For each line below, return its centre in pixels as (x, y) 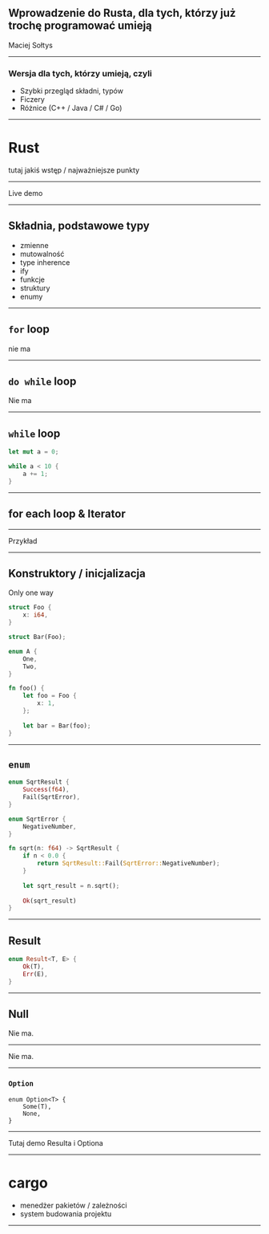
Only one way (31, 593)
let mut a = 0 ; (34, 452)
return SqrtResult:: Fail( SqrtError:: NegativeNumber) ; (128, 863)
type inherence (45, 262)
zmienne (34, 245)
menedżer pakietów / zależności (74, 1205)
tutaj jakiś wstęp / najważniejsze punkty (74, 170)
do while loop (42, 382)
